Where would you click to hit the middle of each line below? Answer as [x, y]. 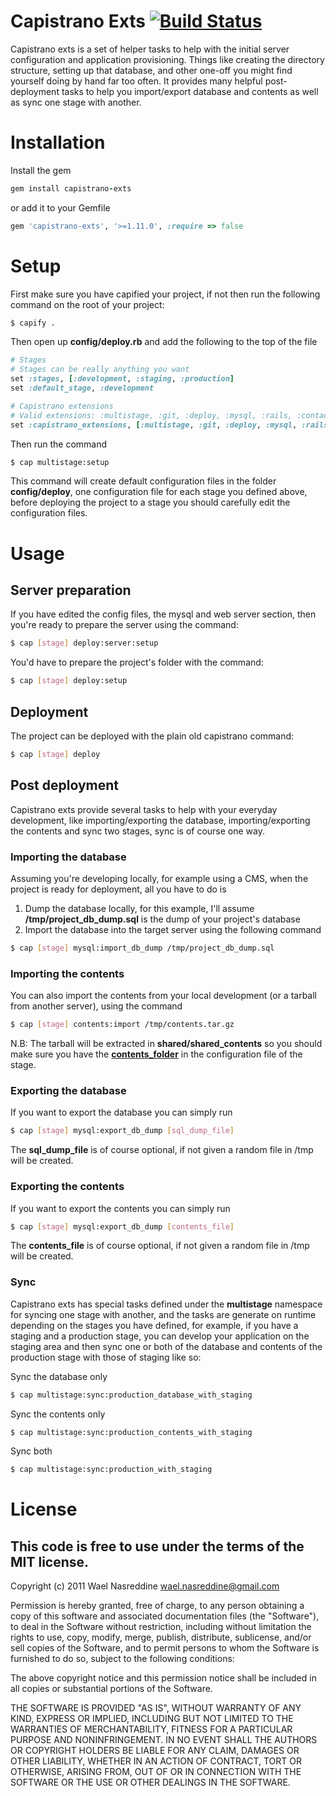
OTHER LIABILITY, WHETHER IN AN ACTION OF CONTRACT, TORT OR [156, 1761]
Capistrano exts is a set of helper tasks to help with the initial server [150, 49]
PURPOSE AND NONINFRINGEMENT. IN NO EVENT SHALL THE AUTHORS [164, 1740]
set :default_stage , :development [82, 388]
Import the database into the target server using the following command [173, 929]
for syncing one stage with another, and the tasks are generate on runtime [163, 1314]
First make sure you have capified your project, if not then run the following [165, 294]
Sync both [31, 1451]
